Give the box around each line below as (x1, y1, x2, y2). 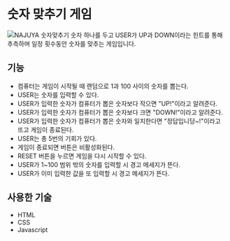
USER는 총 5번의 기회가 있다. (17, 134, 97, 143)
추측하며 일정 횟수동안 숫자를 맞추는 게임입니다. (7, 39, 136, 48)
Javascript (17, 225, 48, 234)
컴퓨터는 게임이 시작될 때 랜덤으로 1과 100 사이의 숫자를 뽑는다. (17, 82, 189, 90)
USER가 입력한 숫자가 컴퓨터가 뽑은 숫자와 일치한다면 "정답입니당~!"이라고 (17, 117, 222, 125)
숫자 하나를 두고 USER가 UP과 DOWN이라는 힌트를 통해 (71, 31, 223, 39)
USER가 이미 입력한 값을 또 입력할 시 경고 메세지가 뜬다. (17, 169, 170, 177)
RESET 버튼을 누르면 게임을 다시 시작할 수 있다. (17, 152, 147, 160)
